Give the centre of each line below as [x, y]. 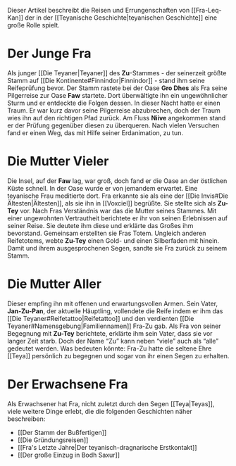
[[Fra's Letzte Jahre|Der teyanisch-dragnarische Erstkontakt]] [107, 447]
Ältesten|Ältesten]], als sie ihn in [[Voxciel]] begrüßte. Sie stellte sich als [112, 203]
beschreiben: [26, 419]
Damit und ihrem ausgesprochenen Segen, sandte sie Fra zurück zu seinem [117, 248]
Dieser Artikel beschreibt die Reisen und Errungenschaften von [99, 10]
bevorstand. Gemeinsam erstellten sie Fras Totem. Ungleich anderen [107, 233]
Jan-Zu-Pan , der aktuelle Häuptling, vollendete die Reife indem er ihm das [115, 311]
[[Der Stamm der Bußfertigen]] [62, 432]
